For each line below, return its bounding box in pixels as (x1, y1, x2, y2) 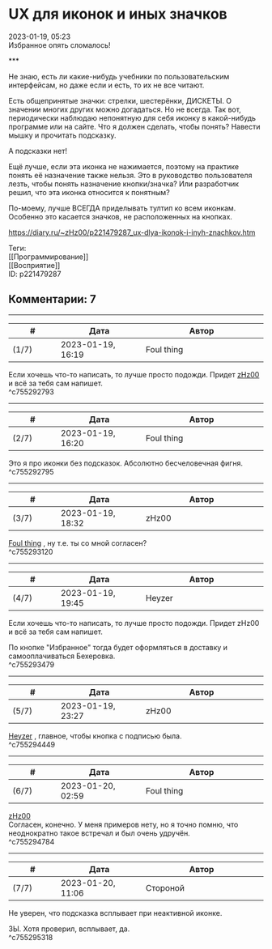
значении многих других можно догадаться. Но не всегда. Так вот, (8, 104, 241, 114)
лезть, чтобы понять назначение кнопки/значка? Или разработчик (8, 179, 240, 189)
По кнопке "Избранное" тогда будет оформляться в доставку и (8, 642, 228, 652)
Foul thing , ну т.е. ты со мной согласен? (8, 538, 147, 547)
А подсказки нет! (8, 146, 67, 155)
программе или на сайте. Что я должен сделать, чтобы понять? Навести (8, 121, 261, 131)
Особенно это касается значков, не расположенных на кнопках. (8, 211, 233, 221)
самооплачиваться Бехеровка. (8, 651, 116, 661)
